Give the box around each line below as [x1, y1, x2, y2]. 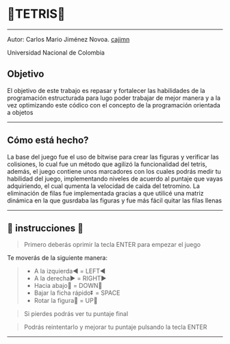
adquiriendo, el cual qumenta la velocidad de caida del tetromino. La [7, 181, 201, 190]
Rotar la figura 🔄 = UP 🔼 [34, 297, 98, 305]
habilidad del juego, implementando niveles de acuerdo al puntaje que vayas [7, 174, 223, 183]
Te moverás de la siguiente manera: [7, 254, 108, 262]
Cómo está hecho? [7, 135, 89, 146]
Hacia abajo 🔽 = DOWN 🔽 [34, 282, 103, 290]
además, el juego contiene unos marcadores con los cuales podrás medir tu [7, 167, 221, 175]
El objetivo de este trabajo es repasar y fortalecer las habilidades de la [7, 86, 205, 94]
